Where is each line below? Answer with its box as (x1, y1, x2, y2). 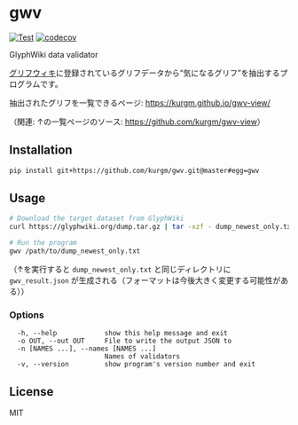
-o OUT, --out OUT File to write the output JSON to (17, 336, 232, 346)
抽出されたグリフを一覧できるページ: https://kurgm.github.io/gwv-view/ (9, 97, 271, 108)
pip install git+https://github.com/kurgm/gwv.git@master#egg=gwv (9, 166, 260, 175)
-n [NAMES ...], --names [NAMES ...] (17, 344, 157, 353)
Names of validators (104, 352, 180, 361)
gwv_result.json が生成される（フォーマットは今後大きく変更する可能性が (9, 274, 281, 286)
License (9, 384, 54, 399)
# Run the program (9, 239, 77, 248)
